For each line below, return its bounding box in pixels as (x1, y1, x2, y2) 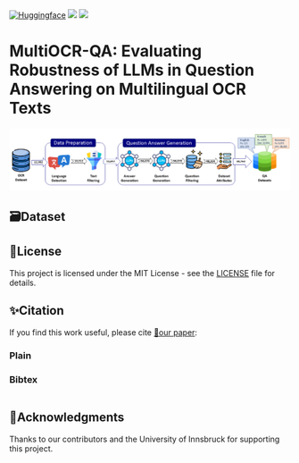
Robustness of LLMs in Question (9, 60, 254, 80)
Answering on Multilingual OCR (9, 80, 247, 99)
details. (9, 277, 37, 288)
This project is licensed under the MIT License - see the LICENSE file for (9, 267, 275, 278)
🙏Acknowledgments (9, 410, 125, 425)
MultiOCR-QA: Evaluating (9, 41, 203, 62)
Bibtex (9, 373, 38, 385)
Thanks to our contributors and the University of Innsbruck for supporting (9, 434, 280, 444)
